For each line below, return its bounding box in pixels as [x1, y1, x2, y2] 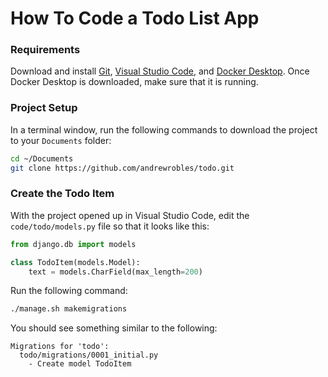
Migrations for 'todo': [10, 342, 110, 352]
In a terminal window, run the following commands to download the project [10, 123, 318, 136]
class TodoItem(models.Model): [10, 257, 141, 267]
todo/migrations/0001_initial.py [19, 350, 159, 361]
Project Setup [10, 101, 78, 115]
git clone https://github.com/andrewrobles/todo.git [10, 163, 235, 173]
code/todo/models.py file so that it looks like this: [10, 220, 210, 232]
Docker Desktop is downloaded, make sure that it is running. [10, 76, 259, 88]
